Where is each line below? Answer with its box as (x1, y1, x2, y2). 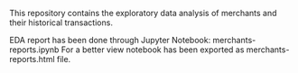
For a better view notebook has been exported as (61, 44, 245, 55)
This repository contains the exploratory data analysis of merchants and (9, 8, 277, 18)
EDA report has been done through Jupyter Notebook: (9, 35, 211, 45)
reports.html (9, 54, 56, 64)
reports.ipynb (9, 44, 60, 55)
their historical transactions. (9, 17, 113, 28)
